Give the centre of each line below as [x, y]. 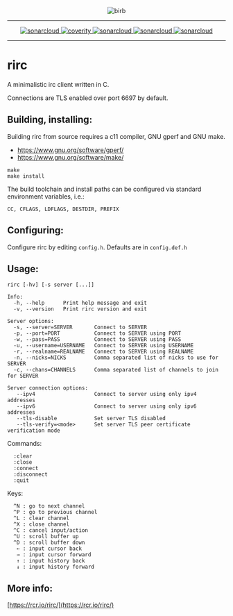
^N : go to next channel [49, 506]
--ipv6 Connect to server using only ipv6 [106, 406]
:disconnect [31, 475]
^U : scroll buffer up [46, 537]
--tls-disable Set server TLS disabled [91, 419]
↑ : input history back [51, 561]
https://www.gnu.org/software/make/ [70, 157]
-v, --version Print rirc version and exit [80, 309]
